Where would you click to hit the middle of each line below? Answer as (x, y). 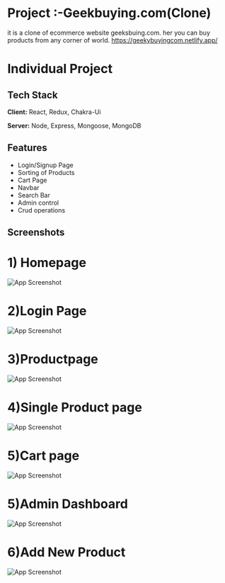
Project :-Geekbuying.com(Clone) (109, 13)
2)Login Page (47, 311)
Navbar (28, 187)
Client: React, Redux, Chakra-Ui (54, 112)
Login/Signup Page (45, 165)
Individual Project (60, 69)
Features (27, 148)
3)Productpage (53, 360)
